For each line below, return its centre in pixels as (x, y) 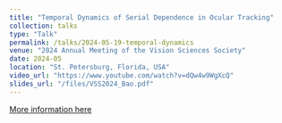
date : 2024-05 (36, 59)
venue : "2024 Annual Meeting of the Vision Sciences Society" (128, 51)
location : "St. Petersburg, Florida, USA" (90, 68)
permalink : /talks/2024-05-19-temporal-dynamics (102, 42)
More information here (51, 109)
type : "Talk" (34, 34)
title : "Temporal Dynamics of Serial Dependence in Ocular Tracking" (142, 17)
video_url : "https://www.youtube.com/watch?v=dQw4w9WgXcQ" (122, 76)
